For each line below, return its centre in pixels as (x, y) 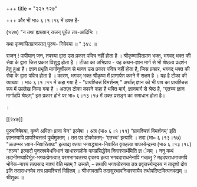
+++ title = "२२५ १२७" (32, 9)
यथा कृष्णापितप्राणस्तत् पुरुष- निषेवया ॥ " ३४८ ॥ (52, 44)
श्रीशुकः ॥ (15, 177)
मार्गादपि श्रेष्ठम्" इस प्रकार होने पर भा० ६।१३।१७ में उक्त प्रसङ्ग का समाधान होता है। (86, 96)
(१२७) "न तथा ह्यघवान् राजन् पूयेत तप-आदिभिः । (52, 32)
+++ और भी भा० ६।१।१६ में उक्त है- (43, 20)
